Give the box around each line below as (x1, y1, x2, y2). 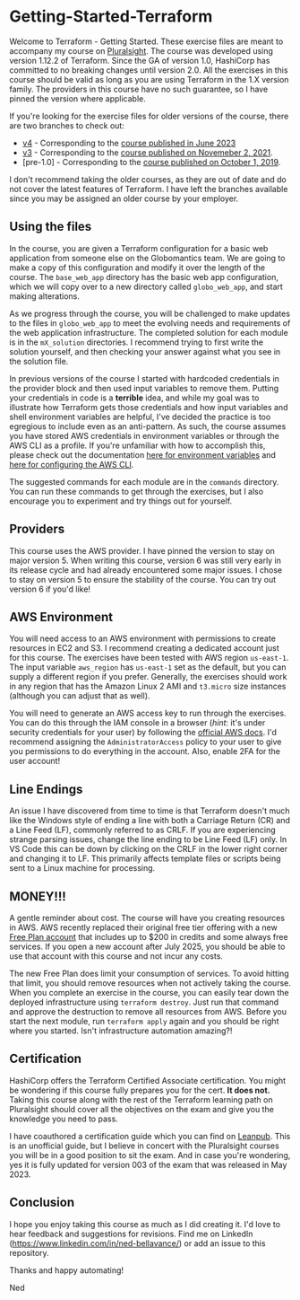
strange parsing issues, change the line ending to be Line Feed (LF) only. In (9, 834, 287, 845)
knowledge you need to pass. (9, 1113, 118, 1124)
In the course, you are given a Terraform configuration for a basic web (9, 242, 269, 253)
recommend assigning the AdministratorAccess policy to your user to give (9, 736, 282, 747)
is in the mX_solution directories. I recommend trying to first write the (9, 337, 264, 347)
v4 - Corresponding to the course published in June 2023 (21, 137, 236, 148)
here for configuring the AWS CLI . (9, 459, 134, 470)
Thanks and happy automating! (9, 1264, 124, 1276)
